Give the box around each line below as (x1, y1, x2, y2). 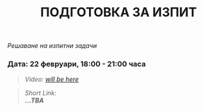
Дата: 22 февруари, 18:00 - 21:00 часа (7, 59, 146, 69)
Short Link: (24, 89, 56, 98)
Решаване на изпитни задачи (7, 41, 97, 49)
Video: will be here (24, 75, 79, 83)
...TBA (24, 96, 44, 105)
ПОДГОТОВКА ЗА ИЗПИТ (40, 4, 198, 21)
